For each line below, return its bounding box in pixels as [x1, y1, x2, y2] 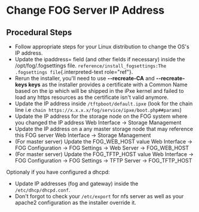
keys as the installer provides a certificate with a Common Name [28, 81, 188, 88]
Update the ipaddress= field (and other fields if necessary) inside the [14, 56, 185, 63]
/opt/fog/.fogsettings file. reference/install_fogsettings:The [14, 62, 167, 69]
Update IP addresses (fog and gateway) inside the [14, 180, 139, 187]
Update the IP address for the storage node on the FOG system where [14, 113, 188, 120]
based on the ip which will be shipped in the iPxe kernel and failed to [14, 88, 184, 94]
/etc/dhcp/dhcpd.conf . [14, 186, 71, 194]
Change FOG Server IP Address [6, 4, 165, 17]
